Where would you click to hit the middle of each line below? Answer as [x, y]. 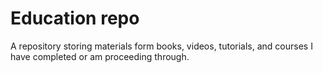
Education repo [75, 18]
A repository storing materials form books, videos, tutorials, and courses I [161, 46]
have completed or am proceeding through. [100, 56]
